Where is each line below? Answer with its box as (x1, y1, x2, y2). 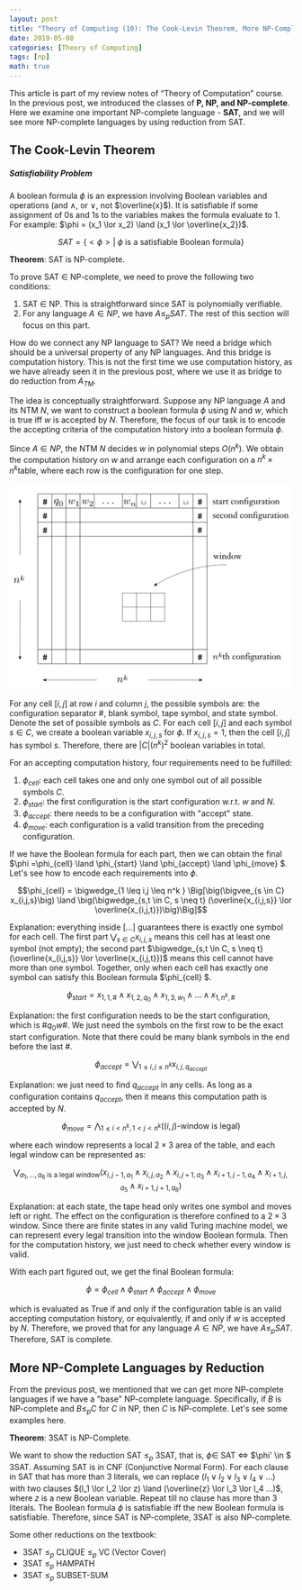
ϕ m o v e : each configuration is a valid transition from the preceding (22, 820, 264, 832)
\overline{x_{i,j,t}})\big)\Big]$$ (93, 904, 208, 915)
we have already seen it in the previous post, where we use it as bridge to (9, 366, 282, 377)
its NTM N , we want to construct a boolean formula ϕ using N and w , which (9, 404, 289, 415)
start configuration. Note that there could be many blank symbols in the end (9, 1031, 290, 1042)
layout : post (9, 14, 58, 23)
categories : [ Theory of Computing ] (9, 43, 143, 52)
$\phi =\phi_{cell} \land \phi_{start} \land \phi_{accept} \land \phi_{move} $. (9, 859, 288, 869)
